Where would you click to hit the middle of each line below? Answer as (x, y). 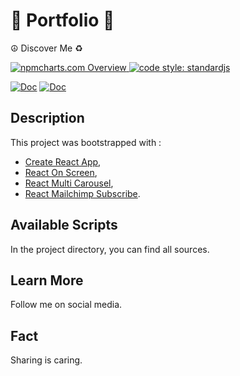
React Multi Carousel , (69, 183)
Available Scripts (64, 225)
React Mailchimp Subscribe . (82, 193)
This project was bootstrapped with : (86, 142)
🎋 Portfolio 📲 (62, 20)
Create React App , (63, 161)
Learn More (47, 280)
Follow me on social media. (66, 305)
